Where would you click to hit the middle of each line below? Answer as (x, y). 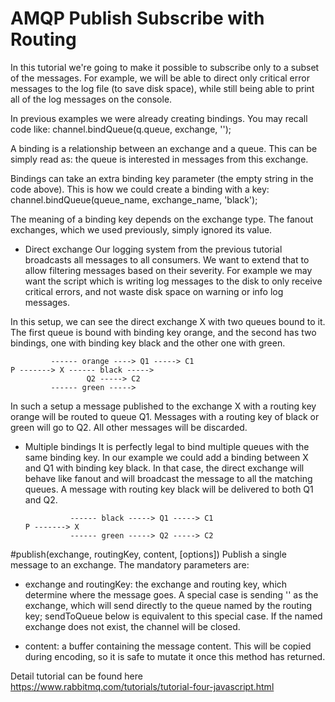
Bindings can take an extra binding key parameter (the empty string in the (162, 178)
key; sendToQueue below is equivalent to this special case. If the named (173, 616)
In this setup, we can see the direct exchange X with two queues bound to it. (168, 321)
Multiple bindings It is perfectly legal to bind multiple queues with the (167, 446)
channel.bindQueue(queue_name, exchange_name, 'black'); (134, 199)
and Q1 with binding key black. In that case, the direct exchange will (164, 468)
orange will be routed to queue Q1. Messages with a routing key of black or (165, 416)
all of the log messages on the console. (91, 99)
